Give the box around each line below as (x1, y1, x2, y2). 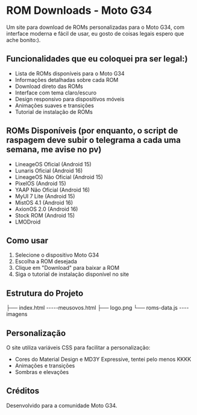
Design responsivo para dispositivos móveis (14, 95, 125, 102)
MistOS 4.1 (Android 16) (14, 199, 73, 206)
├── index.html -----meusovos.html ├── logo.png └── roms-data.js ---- (6, 304, 189, 311)
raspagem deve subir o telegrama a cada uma (6, 135, 181, 145)
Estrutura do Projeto (6, 288, 84, 298)
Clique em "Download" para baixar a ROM (14, 264, 119, 272)
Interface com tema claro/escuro (14, 89, 97, 96)
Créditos (6, 386, 40, 396)
